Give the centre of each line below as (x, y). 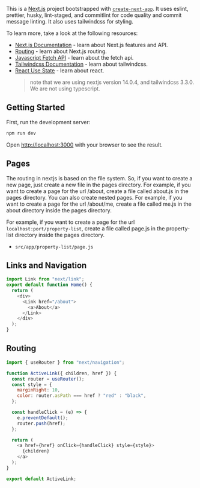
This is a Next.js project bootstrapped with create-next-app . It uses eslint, (97, 9)
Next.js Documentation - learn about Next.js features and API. (91, 45)
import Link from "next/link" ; (45, 279)
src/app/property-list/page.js (54, 247)
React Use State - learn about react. (59, 71)
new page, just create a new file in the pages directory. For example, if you (98, 185)
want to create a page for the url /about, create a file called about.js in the (97, 191)
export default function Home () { (50, 285)
